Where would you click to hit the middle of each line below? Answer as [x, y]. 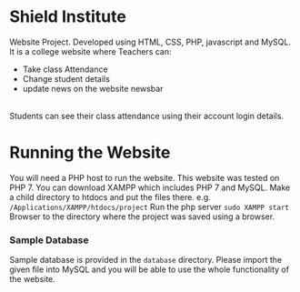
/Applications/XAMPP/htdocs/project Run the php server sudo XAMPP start [149, 206]
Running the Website [90, 153]
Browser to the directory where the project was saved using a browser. [142, 216]
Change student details [66, 78]
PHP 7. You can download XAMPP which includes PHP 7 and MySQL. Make [150, 187]
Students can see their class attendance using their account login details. [147, 116]
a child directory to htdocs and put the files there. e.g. [110, 196]
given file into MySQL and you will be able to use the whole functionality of [149, 269]
